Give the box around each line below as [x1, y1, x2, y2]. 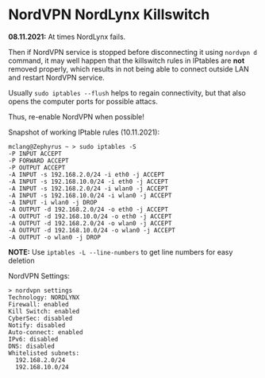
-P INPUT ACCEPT [8, 150, 62, 158]
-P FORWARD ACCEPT [8, 157, 69, 165]
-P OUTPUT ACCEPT [8, 163, 66, 172]
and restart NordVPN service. [8, 72, 105, 82]
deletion [8, 255, 35, 265]
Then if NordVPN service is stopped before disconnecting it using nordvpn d [8, 47, 258, 57]
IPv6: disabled [8, 335, 59, 343]
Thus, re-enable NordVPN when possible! [8, 111, 144, 121]
